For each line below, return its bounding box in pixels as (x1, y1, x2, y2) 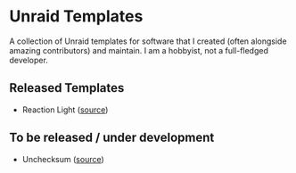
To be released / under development (9, 130, 215, 145)
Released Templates (9, 80, 125, 95)
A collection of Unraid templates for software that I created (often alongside (9, 36, 287, 46)
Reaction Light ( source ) (21, 104, 109, 115)
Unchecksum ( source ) (21, 153, 104, 164)
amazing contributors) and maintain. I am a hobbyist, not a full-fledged (9, 45, 269, 55)
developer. (9, 54, 49, 65)
